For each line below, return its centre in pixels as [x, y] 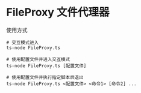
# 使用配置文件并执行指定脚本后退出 [45, 77]
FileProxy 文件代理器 [58, 12]
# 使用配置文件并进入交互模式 [38, 59]
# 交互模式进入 [23, 43]
